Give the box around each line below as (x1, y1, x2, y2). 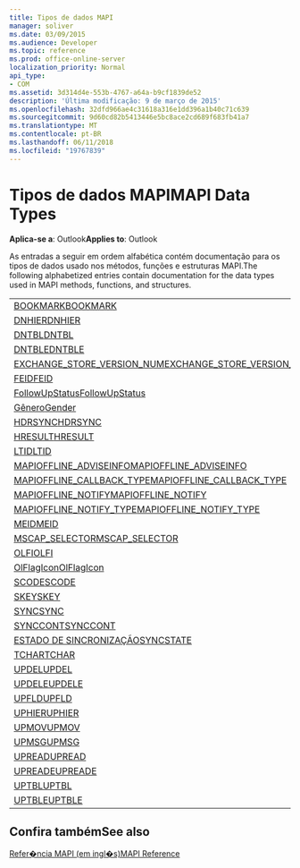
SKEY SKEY (13, 590, 61, 602)
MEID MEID (13, 517, 59, 530)
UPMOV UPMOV (13, 721, 80, 734)
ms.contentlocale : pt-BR (9, 130, 102, 139)
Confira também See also (9, 824, 150, 839)
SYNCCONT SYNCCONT (13, 619, 116, 632)
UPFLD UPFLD (13, 692, 73, 704)
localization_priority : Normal (9, 64, 126, 72)
